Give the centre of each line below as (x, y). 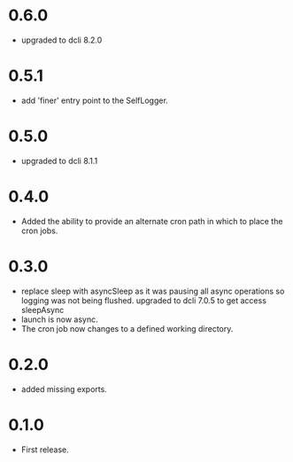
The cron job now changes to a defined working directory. (127, 328)
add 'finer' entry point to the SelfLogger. (95, 100)
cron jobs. (39, 231)
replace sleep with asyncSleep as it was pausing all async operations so (153, 291)
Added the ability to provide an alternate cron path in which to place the (152, 221)
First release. (45, 450)
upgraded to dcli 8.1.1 (59, 161)
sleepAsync (42, 309)
